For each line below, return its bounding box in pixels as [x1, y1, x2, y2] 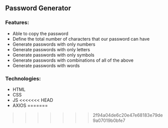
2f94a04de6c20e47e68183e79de [93, 112, 163, 118]
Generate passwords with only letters [12, 46, 91, 52]
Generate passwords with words [12, 62, 80, 68]
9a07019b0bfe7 [93, 117, 126, 123]
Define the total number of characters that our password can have [12, 36, 150, 42]
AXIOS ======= [12, 102, 48, 108]
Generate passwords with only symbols [12, 52, 95, 58]
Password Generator [5, 4, 71, 13]
